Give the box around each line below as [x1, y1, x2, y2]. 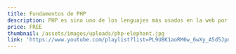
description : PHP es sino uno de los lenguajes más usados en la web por [7, 17, 228, 24]
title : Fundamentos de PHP [7, 10, 86, 18]
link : [7, 36, 23, 43]
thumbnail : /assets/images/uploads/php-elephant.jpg [7, 29, 165, 37]
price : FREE [7, 23, 42, 30]
